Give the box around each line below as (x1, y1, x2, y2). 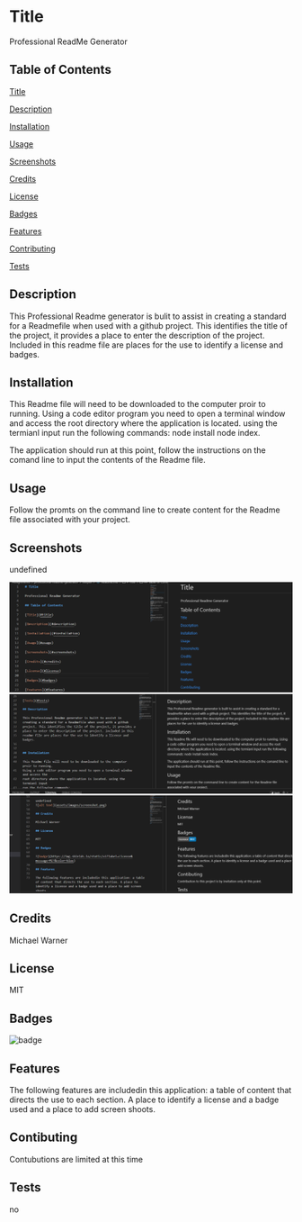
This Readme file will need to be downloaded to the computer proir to (9, 399, 267, 410)
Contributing (9, 243, 56, 254)
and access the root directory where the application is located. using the (9, 418, 278, 429)
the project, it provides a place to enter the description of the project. (9, 330, 265, 340)
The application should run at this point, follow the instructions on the (9, 445, 267, 456)
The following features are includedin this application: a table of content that (9, 1085, 292, 1096)
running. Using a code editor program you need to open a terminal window (9, 408, 286, 420)
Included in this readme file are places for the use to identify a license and (9, 339, 284, 350)
